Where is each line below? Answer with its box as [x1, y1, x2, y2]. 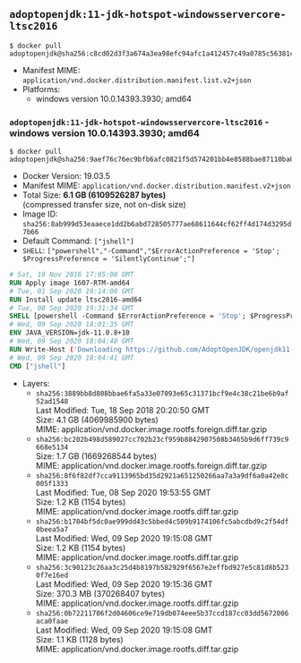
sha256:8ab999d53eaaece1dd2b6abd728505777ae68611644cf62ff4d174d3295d [21, 220, 292, 229]
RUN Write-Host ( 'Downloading [9, 344, 123, 353]
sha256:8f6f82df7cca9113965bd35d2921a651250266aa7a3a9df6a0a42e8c [35, 471, 289, 480]
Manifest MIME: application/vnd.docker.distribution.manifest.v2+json [21, 180, 291, 191]
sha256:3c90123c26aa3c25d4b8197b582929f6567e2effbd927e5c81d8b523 [35, 563, 289, 572]
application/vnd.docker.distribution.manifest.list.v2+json [21, 76, 252, 85]
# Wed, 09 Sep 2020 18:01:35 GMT [9, 320, 134, 329]
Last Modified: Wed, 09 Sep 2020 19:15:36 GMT [35, 578, 213, 590]
